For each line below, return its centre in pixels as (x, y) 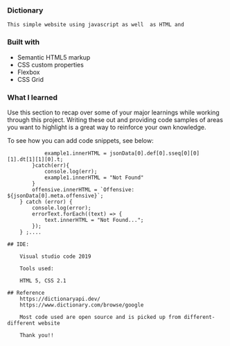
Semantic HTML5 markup (54, 57)
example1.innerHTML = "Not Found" (94, 178)
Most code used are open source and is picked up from (100, 317)
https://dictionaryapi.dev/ (60, 299)
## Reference (26, 293)
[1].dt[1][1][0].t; (35, 159)
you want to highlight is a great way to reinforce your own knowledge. (107, 127)
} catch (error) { (46, 202)
